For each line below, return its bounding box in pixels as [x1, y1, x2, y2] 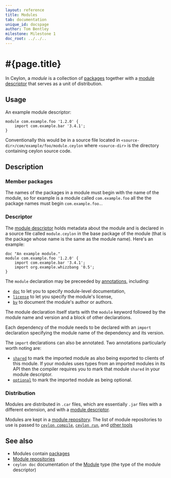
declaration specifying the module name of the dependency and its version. [5, 329, 164, 336]
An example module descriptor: [5, 109, 71, 115]
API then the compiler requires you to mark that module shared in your [12, 366, 160, 372]
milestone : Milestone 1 [5, 31, 56, 36]
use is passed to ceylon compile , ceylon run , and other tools [5, 422, 133, 428]
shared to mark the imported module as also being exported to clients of [12, 355, 164, 361]
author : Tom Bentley [5, 27, 50, 32]
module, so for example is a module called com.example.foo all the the [5, 195, 152, 201]
